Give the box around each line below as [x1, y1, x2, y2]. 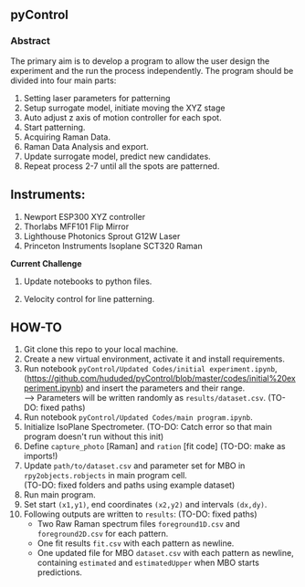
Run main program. [23, 489, 97, 500]
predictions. [37, 567, 83, 578]
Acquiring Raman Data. [23, 131, 110, 142]
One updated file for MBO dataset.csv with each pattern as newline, [37, 548, 295, 559]
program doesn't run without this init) [23, 431, 164, 442]
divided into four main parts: [10, 75, 117, 86]
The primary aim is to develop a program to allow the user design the [10, 55, 270, 67]
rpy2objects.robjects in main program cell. [23, 470, 188, 481]
